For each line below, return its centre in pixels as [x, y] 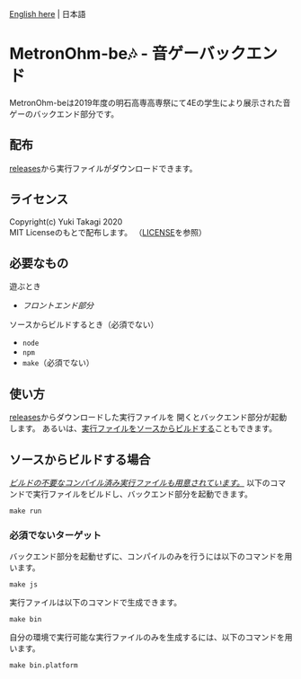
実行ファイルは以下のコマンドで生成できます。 [96, 603]
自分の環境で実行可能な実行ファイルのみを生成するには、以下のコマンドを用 [151, 638]
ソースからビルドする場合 [80, 459]
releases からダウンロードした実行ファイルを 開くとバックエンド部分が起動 [148, 418]
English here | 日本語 [48, 14]
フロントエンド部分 [58, 305]
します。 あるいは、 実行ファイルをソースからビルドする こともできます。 [143, 428]
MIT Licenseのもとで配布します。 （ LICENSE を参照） [108, 232]
